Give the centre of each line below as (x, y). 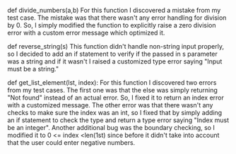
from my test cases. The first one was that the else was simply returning (112, 90)
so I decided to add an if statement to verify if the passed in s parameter (112, 54)
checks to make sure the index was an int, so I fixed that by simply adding (115, 113)
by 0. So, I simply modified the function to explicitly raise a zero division (112, 25)
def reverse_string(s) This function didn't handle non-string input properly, (116, 46)
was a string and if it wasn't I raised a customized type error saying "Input (115, 61)
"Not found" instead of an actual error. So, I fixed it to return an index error (116, 97)
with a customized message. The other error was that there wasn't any (110, 105)
